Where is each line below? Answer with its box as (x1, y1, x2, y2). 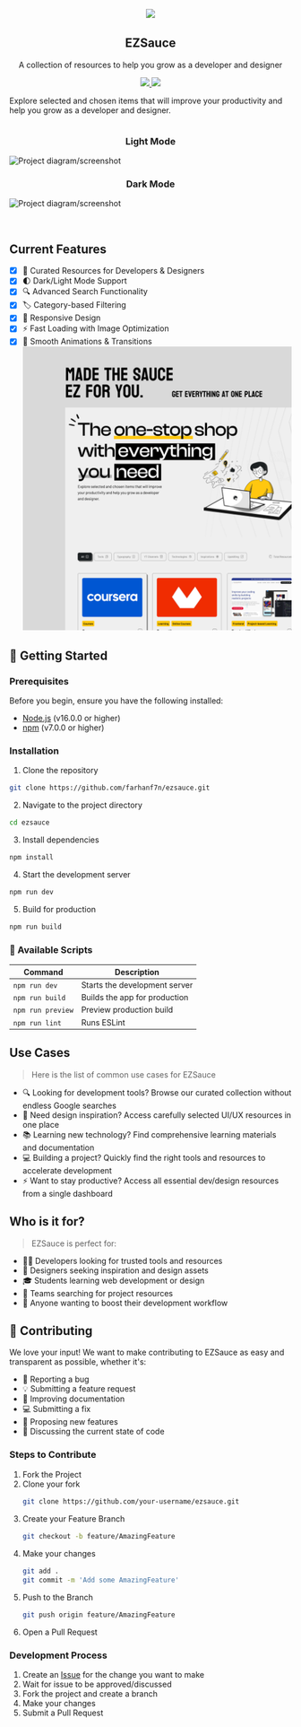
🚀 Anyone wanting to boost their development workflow (21, 1297, 228, 1308)
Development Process (9, 1649, 107, 1662)
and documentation (21, 1142, 95, 1153)
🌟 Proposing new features (21, 1417, 118, 1427)
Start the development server (21, 868, 132, 879)
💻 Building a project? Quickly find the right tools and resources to (21, 1152, 266, 1163)
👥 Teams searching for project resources (21, 1287, 173, 1298)
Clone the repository (21, 765, 99, 776)
